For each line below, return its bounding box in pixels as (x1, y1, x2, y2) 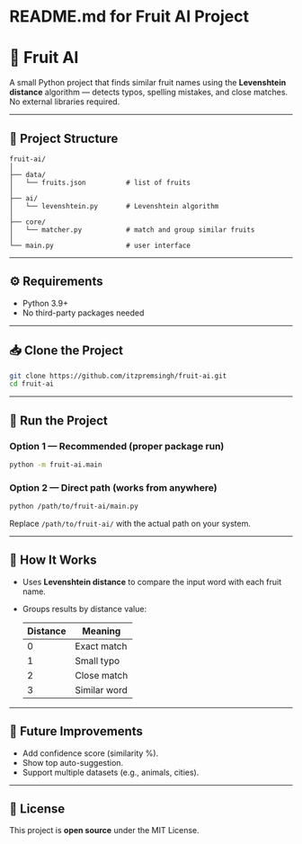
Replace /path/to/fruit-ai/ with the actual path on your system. (9, 519, 252, 529)
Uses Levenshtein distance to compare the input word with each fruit (22, 576, 282, 587)
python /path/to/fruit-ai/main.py (9, 502, 139, 511)
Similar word (75, 683, 128, 696)
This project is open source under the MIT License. (9, 825, 200, 836)
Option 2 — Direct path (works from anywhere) (9, 481, 218, 493)
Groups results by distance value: (22, 603, 147, 614)
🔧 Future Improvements (9, 724, 144, 739)
